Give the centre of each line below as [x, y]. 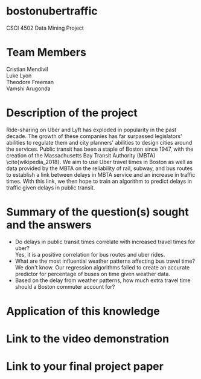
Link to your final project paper [85, 367]
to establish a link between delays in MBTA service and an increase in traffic [101, 174]
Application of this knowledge [83, 311]
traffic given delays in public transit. [51, 187]
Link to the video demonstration [88, 339]
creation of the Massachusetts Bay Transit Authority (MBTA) [81, 155]
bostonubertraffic [52, 11]
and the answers [49, 225]
